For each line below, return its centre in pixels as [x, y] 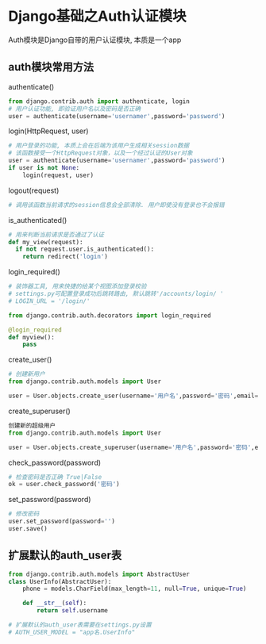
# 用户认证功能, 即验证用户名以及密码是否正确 [75, 109]
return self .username [73, 611]
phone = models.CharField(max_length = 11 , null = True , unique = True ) [135, 589]
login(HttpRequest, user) [48, 131]
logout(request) [34, 190]
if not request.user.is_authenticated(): [85, 249]
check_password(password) [55, 462]
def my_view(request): [46, 242]
